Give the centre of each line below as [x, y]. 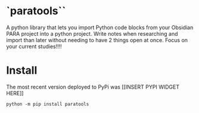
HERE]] [15, 93]
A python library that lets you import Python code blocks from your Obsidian [100, 27]
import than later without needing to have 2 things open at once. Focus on [97, 40]
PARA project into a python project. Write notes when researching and [92, 33]
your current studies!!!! [34, 46]
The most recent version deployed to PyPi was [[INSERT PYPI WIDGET [93, 87]
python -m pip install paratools [48, 104]
